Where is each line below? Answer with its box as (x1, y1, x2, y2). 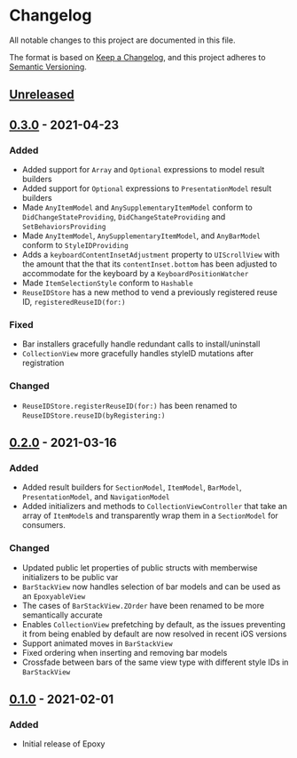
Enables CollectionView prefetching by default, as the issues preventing (21, 618, 286, 629)
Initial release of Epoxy (21, 738, 106, 749)
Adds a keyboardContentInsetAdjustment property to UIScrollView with (21, 250, 280, 260)
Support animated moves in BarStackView (21, 637, 173, 649)
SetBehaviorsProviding (21, 223, 106, 232)
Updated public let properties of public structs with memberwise (21, 562, 259, 573)
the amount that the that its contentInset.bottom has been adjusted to (21, 259, 277, 269)
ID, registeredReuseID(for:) (21, 297, 126, 307)
